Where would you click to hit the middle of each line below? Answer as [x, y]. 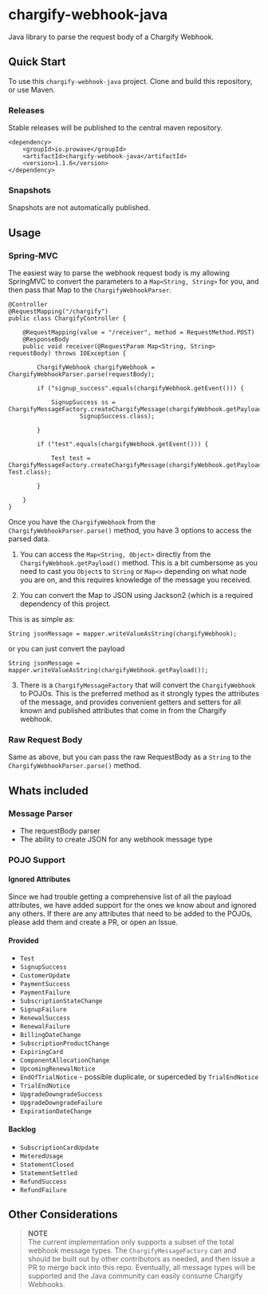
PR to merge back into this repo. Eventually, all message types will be [142, 1268]
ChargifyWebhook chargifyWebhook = [96, 368]
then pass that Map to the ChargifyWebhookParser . [90, 290]
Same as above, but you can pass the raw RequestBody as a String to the [130, 757]
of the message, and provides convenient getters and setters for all [130, 702]
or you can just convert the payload [67, 649]
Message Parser [41, 814]
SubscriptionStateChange [61, 1001]
